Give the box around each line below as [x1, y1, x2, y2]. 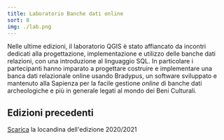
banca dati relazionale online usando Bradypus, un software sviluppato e [7, 72, 217, 80]
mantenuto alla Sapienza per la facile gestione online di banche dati [7, 79, 202, 88]
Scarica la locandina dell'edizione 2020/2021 [7, 125, 137, 134]
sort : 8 [7, 17, 30, 24]
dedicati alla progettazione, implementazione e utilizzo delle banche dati [7, 49, 216, 58]
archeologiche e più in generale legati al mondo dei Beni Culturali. [7, 86, 197, 95]
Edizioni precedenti [7, 107, 94, 118]
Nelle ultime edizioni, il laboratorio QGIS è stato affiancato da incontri [7, 42, 206, 51]
